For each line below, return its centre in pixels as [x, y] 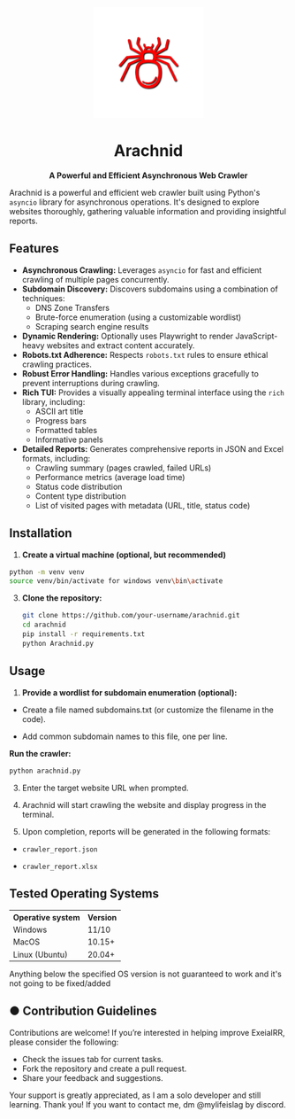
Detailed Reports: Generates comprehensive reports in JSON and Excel [153, 448]
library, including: [53, 401]
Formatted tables [66, 430]
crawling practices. [57, 364]
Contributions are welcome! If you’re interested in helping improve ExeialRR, [147, 1032]
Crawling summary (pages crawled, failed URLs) [123, 468]
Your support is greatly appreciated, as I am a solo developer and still [135, 1095]
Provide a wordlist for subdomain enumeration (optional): [129, 692]
